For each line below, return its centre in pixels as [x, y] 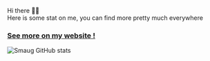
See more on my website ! [51, 36]
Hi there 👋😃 [23, 11]
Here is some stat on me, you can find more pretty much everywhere [105, 18]
